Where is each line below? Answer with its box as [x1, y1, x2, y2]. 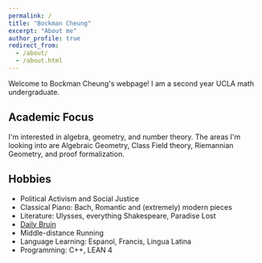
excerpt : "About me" [8, 27, 78, 35]
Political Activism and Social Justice [19, 194, 139, 203]
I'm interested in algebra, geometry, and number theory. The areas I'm [8, 132, 241, 142]
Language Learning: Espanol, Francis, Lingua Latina [19, 236, 191, 246]
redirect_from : [8, 42, 59, 50]
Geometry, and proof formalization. [8, 149, 125, 158]
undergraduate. [8, 87, 60, 97]
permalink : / [8, 11, 52, 20]
